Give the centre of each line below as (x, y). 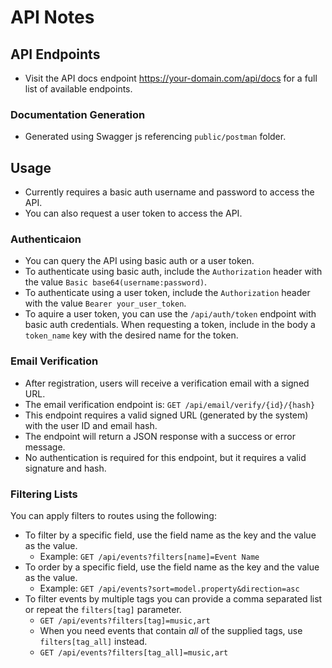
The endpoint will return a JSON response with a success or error (160, 436)
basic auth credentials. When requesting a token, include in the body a (170, 325)
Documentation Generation (78, 114)
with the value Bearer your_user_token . (105, 303)
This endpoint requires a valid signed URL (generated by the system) (166, 415)
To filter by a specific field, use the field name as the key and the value (170, 535)
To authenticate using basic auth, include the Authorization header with (173, 272)
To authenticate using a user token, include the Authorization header (167, 293)
